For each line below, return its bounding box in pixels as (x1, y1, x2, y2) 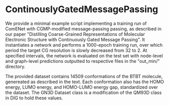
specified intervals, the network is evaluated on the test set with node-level (5, 52, 163, 59)
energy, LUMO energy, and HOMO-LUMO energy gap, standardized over (5, 84, 158, 90)
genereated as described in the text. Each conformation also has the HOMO (5, 79, 164, 85)
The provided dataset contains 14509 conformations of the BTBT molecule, (5, 73, 163, 79)
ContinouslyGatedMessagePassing (5, 4, 159, 15)
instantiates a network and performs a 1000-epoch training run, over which (5, 42, 163, 48)
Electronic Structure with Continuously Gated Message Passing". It (5, 37, 145, 43)
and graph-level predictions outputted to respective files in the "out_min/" (5, 58, 160, 64)
